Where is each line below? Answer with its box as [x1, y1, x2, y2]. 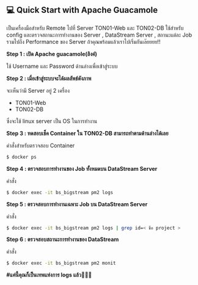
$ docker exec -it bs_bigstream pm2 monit [6, 260, 116, 267]
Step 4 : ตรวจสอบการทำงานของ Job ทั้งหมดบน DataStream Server [6, 165, 158, 172]
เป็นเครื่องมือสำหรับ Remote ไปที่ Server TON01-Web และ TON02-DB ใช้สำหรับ [6, 24, 184, 32]
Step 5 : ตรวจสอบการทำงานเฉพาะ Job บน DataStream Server [6, 200, 148, 207]
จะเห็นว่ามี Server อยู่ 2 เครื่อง [6, 87, 70, 94]
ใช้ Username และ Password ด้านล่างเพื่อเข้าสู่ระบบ [6, 62, 118, 70]
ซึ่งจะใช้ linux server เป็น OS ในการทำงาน [6, 117, 98, 124]
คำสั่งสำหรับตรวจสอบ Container [6, 142, 75, 149]
